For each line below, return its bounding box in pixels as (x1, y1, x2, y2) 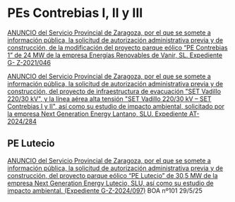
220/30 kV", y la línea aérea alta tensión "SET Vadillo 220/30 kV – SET (7, 94, 212, 103)
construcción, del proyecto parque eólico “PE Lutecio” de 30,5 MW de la (7, 171, 218, 179)
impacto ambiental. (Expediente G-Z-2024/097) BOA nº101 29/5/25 (7, 186, 203, 195)
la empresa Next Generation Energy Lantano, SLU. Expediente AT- (7, 109, 200, 118)
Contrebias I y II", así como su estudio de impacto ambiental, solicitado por (7, 102, 224, 110)
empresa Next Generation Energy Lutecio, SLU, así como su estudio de (7, 179, 214, 187)
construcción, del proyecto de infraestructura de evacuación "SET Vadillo (7, 87, 221, 95)
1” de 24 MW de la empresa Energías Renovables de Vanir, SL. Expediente (7, 51, 223, 59)
